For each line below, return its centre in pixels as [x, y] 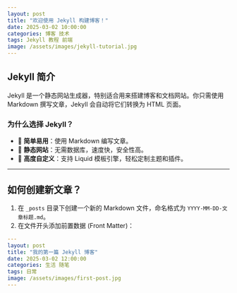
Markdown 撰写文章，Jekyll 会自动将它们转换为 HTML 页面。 [96, 104]
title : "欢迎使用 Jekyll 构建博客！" [58, 20]
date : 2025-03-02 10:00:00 [47, 27]
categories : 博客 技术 [38, 34]
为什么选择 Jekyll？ [41, 124]
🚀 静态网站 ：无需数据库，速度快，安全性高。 [82, 150]
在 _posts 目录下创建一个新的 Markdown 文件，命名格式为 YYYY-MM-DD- [120, 208]
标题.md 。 [36, 217]
